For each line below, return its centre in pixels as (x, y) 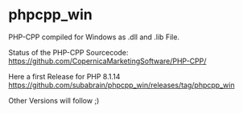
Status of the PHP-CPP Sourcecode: (68, 52)
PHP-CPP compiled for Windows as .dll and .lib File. (94, 37)
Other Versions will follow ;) (54, 100)
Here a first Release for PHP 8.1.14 (64, 76)
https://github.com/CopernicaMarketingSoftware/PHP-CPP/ (107, 61)
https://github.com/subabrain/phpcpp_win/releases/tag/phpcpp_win (121, 85)
